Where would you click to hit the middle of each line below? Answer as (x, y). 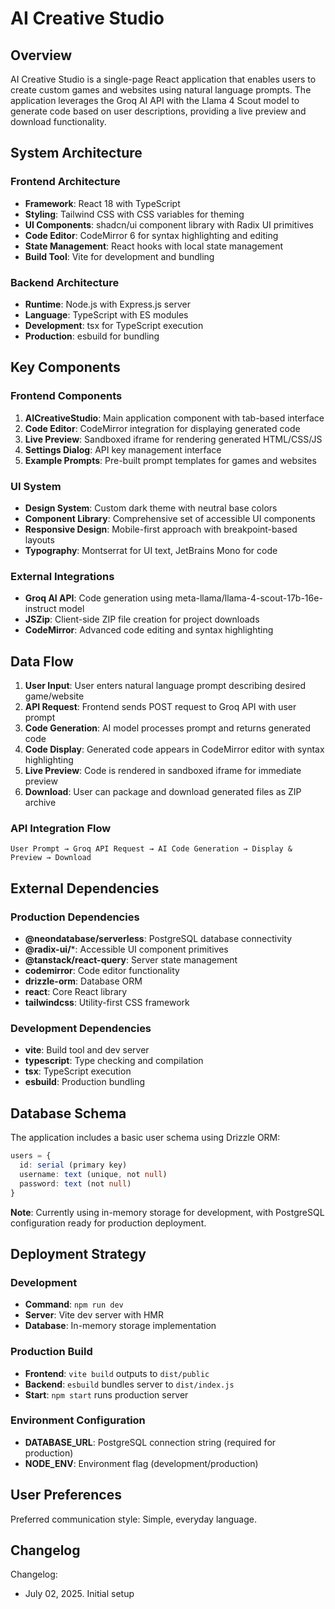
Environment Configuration (78, 1420)
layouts (39, 539)
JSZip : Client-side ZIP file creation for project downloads (142, 619)
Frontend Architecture (65, 182)
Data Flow (42, 661)
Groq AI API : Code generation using (98, 598)
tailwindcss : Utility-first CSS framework (107, 1003)
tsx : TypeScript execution (78, 1071)
